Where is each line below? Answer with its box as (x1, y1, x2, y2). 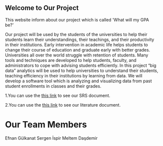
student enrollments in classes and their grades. (5, 83, 102, 89)
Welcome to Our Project (5, 4, 79, 12)
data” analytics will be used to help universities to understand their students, (5, 68, 159, 73)
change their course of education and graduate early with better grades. (5, 47, 150, 53)
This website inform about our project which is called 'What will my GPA (5, 17, 149, 22)
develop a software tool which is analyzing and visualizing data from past (5, 78, 152, 84)
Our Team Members (5, 119, 87, 130)
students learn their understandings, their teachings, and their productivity (5, 36, 154, 42)
